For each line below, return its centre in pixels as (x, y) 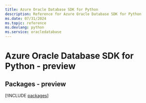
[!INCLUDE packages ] (27, 96)
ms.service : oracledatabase (33, 32)
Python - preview (40, 66)
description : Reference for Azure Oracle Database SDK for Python (73, 14)
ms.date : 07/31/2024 (26, 18)
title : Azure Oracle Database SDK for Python (51, 9)
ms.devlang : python (25, 28)
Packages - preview (36, 84)
